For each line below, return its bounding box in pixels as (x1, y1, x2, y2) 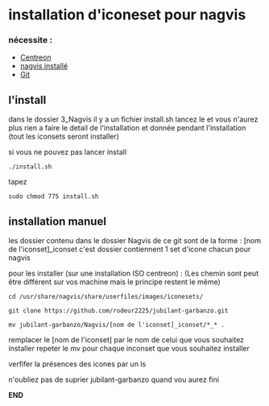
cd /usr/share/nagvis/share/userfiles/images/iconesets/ (8, 292, 204, 301)
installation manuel (8, 214, 107, 228)
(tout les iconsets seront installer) (8, 131, 119, 142)
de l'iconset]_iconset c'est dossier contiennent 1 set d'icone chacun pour (8, 244, 251, 255)
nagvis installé (19, 61, 68, 71)
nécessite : (8, 35, 52, 46)
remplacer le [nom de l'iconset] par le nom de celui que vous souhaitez (8, 335, 244, 345)
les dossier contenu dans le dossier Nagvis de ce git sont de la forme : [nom (8, 236, 262, 246)
